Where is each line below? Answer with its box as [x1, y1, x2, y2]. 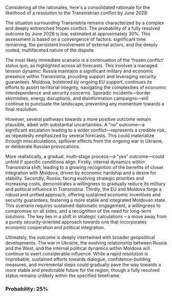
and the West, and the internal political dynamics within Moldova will [5, 245, 150, 251]
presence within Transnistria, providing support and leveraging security [5, 73, 157, 79]
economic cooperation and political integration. [5, 225, 105, 230]
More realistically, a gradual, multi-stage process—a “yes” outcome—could [5, 154, 165, 159]
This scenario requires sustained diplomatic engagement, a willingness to [5, 202, 161, 209]
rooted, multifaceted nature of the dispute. [5, 47, 95, 53]
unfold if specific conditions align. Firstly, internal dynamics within [5, 159, 145, 165]
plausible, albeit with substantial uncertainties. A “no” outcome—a [5, 122, 145, 127]
